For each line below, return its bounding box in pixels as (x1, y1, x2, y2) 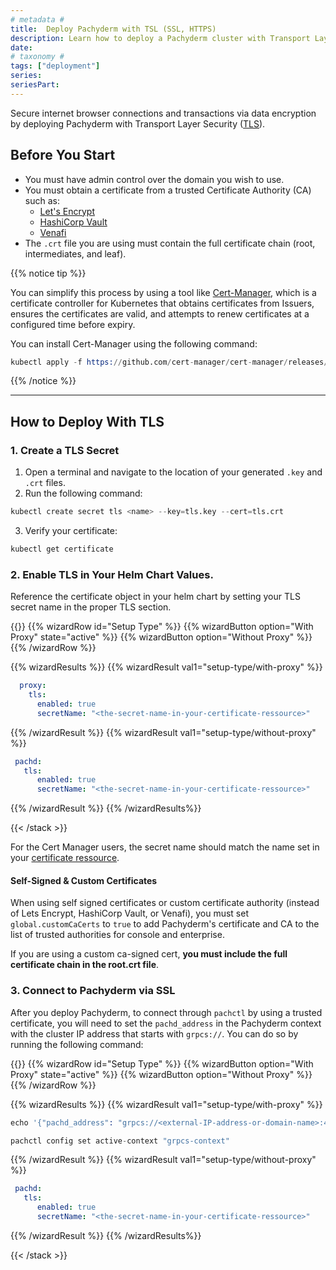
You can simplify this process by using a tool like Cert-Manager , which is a (10, 286, 317, 298)
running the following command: (10, 1038, 144, 1050)
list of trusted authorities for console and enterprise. (10, 929, 225, 941)
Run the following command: (24, 487, 143, 500)
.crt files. (24, 477, 66, 489)
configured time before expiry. (10, 318, 136, 330)
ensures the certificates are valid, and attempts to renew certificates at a (10, 307, 310, 320)
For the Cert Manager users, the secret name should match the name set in (10, 841, 320, 853)
